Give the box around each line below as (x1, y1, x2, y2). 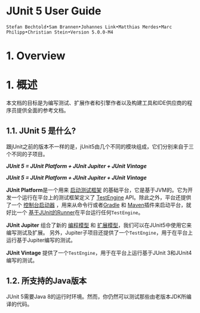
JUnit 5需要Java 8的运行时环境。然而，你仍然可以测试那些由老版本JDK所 (6, 293, 187, 300)
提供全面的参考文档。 (16, 107, 69, 114)
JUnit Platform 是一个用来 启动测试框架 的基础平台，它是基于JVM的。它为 (6, 186, 188, 193)
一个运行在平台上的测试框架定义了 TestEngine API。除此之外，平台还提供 (11, 193, 192, 201)
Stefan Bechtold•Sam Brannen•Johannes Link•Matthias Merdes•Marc (6, 24, 172, 30)
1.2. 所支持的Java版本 (6, 276, 87, 286)
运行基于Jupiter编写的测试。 (6, 236, 76, 244)
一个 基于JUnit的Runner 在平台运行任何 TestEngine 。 (16, 208, 144, 216)
